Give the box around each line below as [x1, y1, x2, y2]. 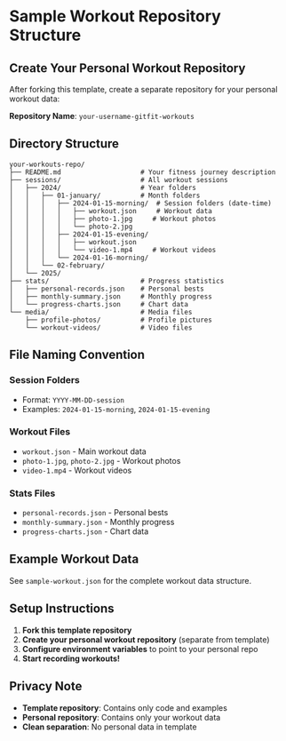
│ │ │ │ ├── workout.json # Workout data [9, 206, 213, 215]
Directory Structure [9, 136, 120, 152]
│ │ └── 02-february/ [9, 260, 105, 270]
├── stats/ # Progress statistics [9, 276, 225, 285]
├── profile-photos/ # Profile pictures [25, 315, 213, 324]
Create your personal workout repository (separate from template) [21, 633, 270, 645]
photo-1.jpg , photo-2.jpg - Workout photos [21, 455, 181, 466]
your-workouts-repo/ [9, 160, 86, 169]
